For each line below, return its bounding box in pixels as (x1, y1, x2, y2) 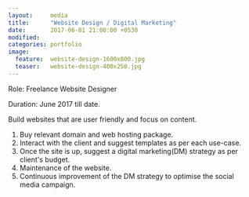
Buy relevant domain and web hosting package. (19, 130, 174, 139)
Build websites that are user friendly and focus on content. (8, 115, 197, 124)
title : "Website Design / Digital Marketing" (8, 19, 177, 27)
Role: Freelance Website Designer (8, 84, 117, 93)
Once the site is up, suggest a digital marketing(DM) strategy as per (19, 146, 239, 155)
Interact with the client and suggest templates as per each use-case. (19, 138, 241, 148)
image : (8, 48, 30, 56)
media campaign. (19, 180, 76, 189)
